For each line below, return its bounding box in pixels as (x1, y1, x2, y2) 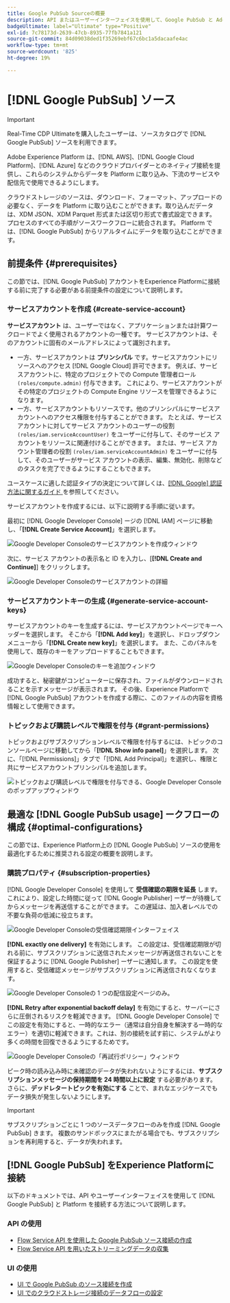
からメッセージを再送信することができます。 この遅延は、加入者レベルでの (7, 902, 218, 910)
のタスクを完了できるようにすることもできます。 (16, 464, 155, 473)
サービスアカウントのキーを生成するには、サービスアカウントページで (7, 621, 205, 630)
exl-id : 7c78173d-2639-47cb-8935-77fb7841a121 (7, 29, 142, 36)
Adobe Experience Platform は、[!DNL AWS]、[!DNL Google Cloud (7, 152, 194, 161)
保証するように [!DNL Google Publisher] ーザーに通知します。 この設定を (7, 957, 212, 965)
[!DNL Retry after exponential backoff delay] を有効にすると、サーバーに (7, 1003, 215, 1011)
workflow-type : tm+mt (7, 42, 69, 49)
